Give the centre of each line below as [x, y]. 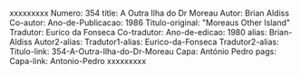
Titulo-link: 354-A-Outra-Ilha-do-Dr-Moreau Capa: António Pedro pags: [143, 52]
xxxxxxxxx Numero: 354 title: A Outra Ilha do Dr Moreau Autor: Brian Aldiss [150, 13]
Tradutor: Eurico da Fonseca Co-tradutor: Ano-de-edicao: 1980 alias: [138, 32]
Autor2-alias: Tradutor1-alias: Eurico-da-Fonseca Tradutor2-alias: [156, 42]
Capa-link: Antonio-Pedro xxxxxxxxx [78, 61]
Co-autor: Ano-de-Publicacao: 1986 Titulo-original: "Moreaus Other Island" [150, 23]
